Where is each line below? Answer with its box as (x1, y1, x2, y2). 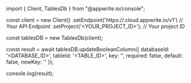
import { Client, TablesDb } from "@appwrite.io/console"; (6, 5, 145, 12)
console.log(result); (6, 70, 54, 76)
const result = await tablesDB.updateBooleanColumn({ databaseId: (6, 46, 170, 53)
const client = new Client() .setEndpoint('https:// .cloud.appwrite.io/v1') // (6, 17, 183, 23)
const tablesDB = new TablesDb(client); (6, 34, 103, 41)
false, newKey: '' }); (6, 59, 54, 65)
